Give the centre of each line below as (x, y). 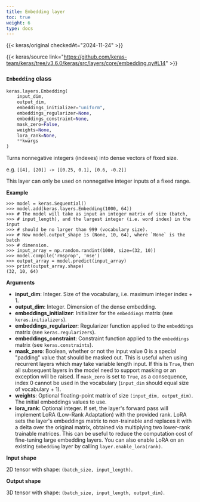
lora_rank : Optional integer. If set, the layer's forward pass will (91, 408)
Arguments (21, 283)
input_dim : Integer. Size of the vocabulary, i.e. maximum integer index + (104, 294)
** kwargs (28, 141)
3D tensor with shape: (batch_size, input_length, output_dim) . (86, 492)
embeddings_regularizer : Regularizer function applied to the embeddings (104, 326)
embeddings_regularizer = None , (55, 113)
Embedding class (29, 79)
